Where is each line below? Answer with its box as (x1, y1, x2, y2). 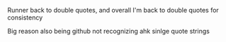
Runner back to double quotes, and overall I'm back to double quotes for (7, 6, 220, 14)
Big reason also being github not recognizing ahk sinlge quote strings (7, 27, 210, 35)
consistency (7, 13, 43, 22)
